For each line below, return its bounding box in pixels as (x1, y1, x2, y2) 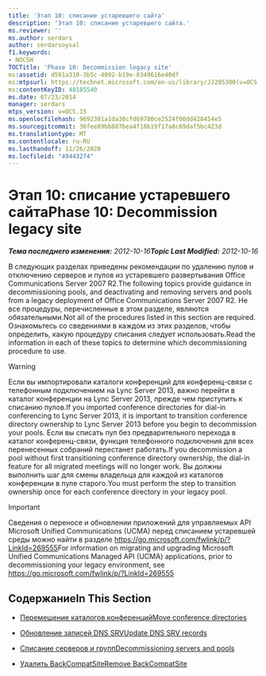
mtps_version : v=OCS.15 (8, 108, 87, 116)
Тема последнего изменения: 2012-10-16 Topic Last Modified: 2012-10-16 (8, 247, 259, 256)
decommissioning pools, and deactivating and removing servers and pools (8, 287, 253, 297)
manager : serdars (8, 100, 66, 108)
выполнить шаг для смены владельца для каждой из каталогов (8, 470, 224, 480)
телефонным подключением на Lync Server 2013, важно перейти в (8, 386, 236, 395)
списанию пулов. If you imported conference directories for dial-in (8, 402, 226, 412)
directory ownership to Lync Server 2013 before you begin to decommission (8, 419, 257, 429)
